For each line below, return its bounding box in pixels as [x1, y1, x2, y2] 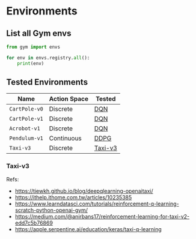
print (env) [17, 60, 44, 67]
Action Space [49, 95, 89, 103]
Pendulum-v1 [9, 135, 44, 142]
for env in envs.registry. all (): [6, 55, 90, 61]
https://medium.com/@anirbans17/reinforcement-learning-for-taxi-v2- [14, 213, 190, 220]
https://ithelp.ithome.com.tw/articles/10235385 [14, 193, 132, 201]
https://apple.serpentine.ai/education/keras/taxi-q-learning [14, 225, 162, 232]
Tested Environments [6, 77, 88, 88]
